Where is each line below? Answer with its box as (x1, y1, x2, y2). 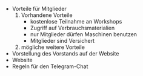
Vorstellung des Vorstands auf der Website (12, 50, 119, 57)
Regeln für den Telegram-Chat (12, 63, 88, 70)
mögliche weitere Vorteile (21, 43, 85, 51)
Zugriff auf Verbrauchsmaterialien (30, 24, 115, 31)
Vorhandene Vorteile (21, 11, 73, 19)
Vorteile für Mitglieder (12, 5, 67, 12)
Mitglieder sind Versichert (30, 37, 95, 44)
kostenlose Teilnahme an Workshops (30, 18, 122, 25)
